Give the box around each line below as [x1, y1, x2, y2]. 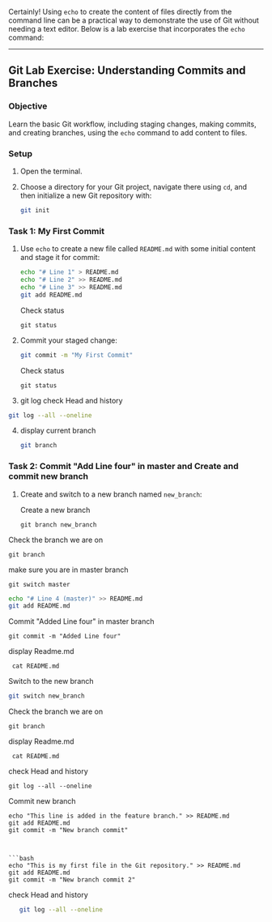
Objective [8, 100, 48, 112]
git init [19, 206, 50, 214]
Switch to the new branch [8, 677, 95, 686]
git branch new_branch [19, 520, 97, 529]
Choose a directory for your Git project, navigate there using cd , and [19, 181, 248, 191]
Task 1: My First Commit [8, 225, 105, 237]
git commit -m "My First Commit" [19, 351, 134, 359]
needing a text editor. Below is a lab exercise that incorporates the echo [8, 24, 245, 33]
